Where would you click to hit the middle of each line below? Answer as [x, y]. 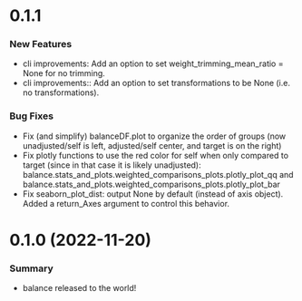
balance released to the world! [79, 288]
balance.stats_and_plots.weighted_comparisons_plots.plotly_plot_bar [151, 184]
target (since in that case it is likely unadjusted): [112, 165]
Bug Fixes [32, 116]
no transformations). [61, 92]
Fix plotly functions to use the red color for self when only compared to [155, 155]
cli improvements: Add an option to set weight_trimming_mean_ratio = [153, 63]
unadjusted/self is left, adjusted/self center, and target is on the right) [152, 145]
